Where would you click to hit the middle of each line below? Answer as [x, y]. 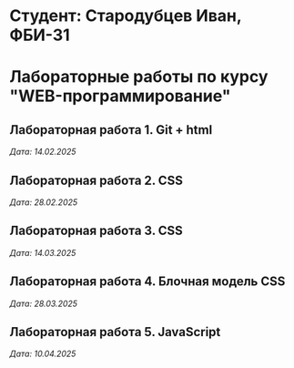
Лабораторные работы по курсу [139, 77]
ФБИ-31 [40, 35]
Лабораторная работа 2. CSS [96, 180]
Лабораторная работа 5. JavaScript [115, 332]
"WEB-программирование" [120, 96]
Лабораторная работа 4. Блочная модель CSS [147, 282]
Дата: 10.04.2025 [43, 354]
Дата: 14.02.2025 [43, 152]
